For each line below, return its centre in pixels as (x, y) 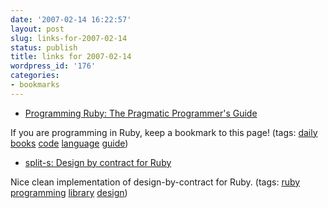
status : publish (44, 47)
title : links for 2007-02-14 (71, 57)
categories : (35, 76)
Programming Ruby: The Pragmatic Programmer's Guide (141, 113)
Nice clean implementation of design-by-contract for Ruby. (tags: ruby (155, 182)
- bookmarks (35, 85)
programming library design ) (69, 192)
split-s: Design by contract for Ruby (98, 162)
